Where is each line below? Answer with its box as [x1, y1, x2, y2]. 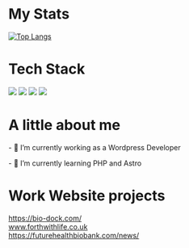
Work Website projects [8, 187, 166, 204]
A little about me [8, 116, 121, 134]
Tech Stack [8, 60, 86, 78]
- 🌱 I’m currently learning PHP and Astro [8, 158, 142, 168]
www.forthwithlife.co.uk [8, 221, 88, 231]
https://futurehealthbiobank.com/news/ [8, 230, 140, 240]
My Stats [8, 5, 70, 23]
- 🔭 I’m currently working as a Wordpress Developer [8, 142, 181, 152]
